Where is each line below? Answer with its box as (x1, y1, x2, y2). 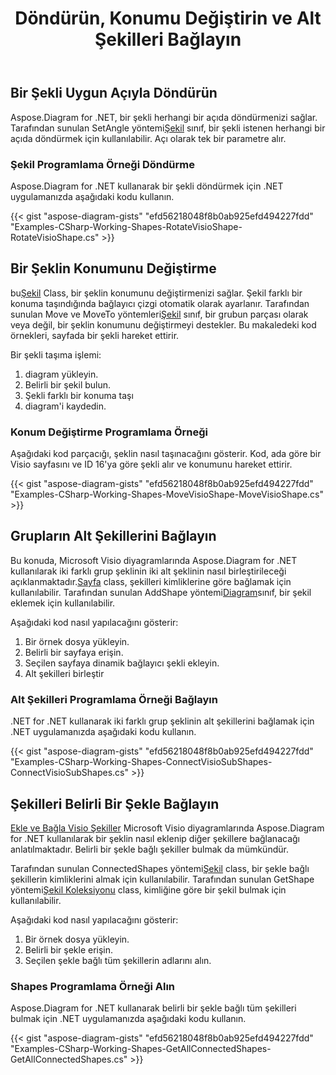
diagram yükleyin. (24, 368, 99, 380)
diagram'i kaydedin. (24, 400, 107, 412)
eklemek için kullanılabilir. (10, 597, 116, 609)
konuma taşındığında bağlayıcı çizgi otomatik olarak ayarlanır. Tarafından (10, 297, 310, 309)
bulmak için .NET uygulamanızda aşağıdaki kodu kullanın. (10, 1013, 247, 1025)
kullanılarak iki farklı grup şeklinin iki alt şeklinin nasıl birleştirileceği (10, 565, 287, 577)
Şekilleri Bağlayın (94, 28, 242, 51)
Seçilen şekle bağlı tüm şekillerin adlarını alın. (24, 954, 212, 966)
